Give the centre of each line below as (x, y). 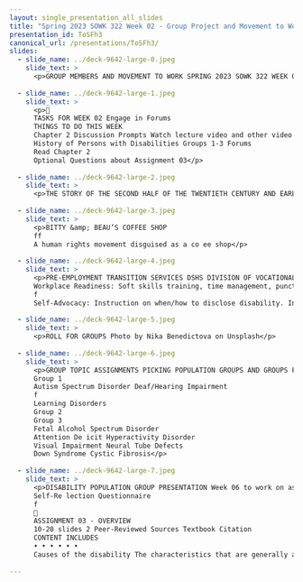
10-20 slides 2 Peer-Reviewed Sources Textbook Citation (142, 530)
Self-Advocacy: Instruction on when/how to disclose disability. (158, 303)
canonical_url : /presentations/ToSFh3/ (84, 43)
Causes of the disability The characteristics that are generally (161, 554)
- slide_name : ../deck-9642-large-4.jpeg (96, 261)
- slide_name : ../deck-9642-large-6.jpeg (96, 353)
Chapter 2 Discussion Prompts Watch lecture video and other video (163, 135)
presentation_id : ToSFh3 (56, 34)
